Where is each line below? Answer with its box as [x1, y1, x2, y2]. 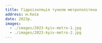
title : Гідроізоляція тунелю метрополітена [5, 7, 97, 12]
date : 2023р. [5, 16, 32, 21]
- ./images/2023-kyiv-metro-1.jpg [9, 26, 81, 31]
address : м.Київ [5, 12, 39, 17]
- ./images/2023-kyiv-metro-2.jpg [9, 30, 81, 35]
